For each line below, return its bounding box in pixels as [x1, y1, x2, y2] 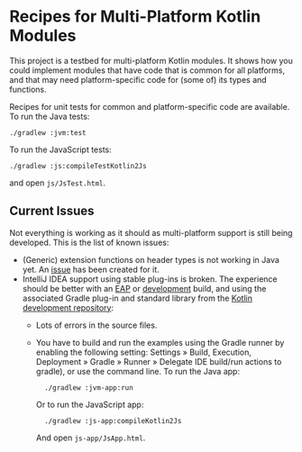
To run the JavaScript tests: [9, 144, 113, 155]
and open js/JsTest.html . [9, 177, 106, 188]
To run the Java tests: [9, 111, 90, 122]
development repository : [22, 302, 114, 312]
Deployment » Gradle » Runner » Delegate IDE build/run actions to [35, 356, 282, 366]
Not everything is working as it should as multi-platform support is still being [9, 227, 293, 238]
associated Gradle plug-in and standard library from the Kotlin [22, 293, 252, 303]
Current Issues [9, 203, 95, 219]
